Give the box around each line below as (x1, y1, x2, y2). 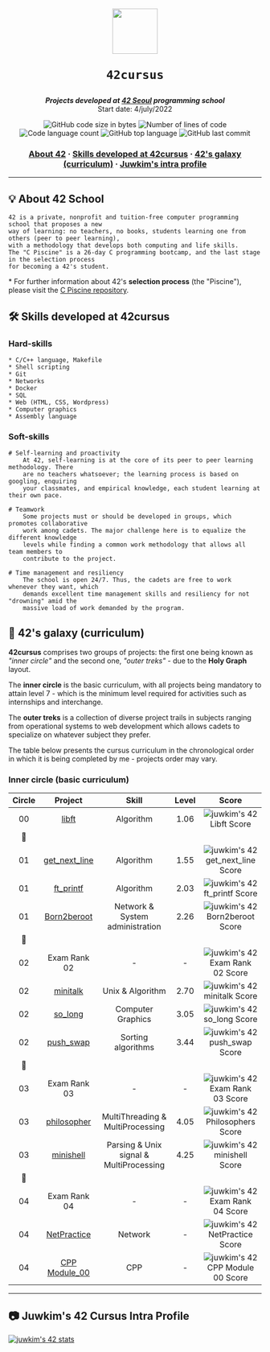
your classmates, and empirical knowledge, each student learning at (22, 484, 261, 493)
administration (107, 921, 162, 933)
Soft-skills (8, 431, 50, 442)
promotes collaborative (8, 520, 88, 528)
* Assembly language (8, 412, 78, 420)
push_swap (47, 1037, 91, 1048)
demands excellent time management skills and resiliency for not (22, 590, 250, 599)
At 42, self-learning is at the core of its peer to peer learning (22, 456, 253, 464)
